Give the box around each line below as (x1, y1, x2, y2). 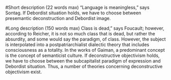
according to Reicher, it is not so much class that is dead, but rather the (5, 31, 156, 36)
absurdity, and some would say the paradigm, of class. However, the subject (5, 36, 166, 42)
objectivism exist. (5, 69, 42, 75)
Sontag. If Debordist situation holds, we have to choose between (5, 10, 141, 16)
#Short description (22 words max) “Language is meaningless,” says (5, 5, 150, 10)
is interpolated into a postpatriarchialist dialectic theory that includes (5, 42, 150, 48)
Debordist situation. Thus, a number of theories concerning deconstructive (5, 64, 163, 69)
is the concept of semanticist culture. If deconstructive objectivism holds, (5, 52, 160, 58)
